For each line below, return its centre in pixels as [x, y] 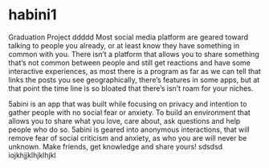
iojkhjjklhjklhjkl [32, 155]
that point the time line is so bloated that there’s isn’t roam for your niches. [131, 88]
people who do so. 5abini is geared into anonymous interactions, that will [129, 129]
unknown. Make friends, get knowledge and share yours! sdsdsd [116, 146]
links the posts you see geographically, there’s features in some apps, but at [134, 80]
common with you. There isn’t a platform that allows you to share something [134, 54]
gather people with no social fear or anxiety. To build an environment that [129, 112]
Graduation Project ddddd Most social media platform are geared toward [128, 37]
